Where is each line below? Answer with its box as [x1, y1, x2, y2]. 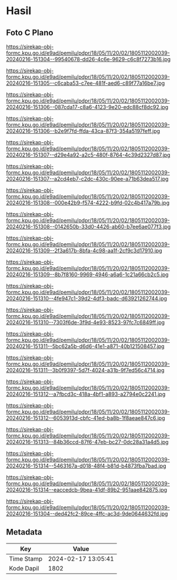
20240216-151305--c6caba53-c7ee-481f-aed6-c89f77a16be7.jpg [6, 79, 165, 87]
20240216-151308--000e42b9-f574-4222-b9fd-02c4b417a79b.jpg [6, 199, 170, 206]
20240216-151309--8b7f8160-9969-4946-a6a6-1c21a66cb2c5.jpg [6, 271, 169, 278]
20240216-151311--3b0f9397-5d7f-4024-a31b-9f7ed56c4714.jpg [6, 367, 165, 373]
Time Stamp [9, 555, 43, 563]
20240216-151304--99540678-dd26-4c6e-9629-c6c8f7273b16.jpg [6, 56, 171, 62]
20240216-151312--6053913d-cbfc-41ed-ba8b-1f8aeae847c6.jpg [6, 415, 165, 422]
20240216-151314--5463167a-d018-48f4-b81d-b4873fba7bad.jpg [6, 462, 166, 469]
